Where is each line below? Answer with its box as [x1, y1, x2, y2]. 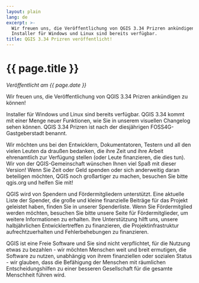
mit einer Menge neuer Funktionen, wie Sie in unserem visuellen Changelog [6, 117, 191, 124]
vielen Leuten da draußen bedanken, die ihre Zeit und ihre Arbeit [6, 147, 164, 154]
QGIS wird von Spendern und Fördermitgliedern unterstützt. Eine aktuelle [6, 190, 185, 198]
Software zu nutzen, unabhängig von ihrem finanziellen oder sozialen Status [6, 252, 192, 259]
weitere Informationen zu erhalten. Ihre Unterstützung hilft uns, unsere [6, 215, 178, 222]
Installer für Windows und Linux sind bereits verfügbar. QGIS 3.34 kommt [6, 110, 185, 117]
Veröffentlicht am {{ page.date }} [6, 81, 87, 88]
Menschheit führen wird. [6, 271, 66, 278]
